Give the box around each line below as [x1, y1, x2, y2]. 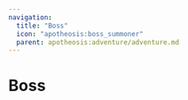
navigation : [8, 12, 52, 22]
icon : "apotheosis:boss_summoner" [16, 29, 144, 38]
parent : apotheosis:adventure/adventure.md [16, 37, 179, 47]
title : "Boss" [16, 21, 68, 30]
